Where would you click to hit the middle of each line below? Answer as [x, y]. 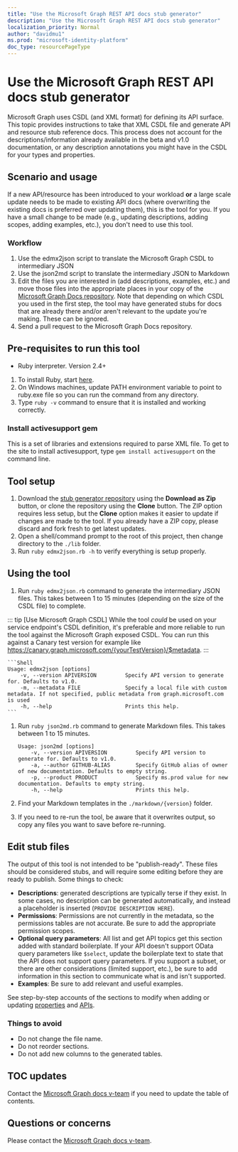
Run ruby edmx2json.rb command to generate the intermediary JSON [119, 590]
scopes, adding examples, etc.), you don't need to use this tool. [100, 224]
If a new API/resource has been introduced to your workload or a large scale [119, 194]
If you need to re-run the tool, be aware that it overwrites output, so [116, 817]
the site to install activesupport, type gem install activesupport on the [112, 452]
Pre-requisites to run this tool [74, 349]
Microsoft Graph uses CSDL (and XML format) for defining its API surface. [116, 117]
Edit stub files [38, 847]
